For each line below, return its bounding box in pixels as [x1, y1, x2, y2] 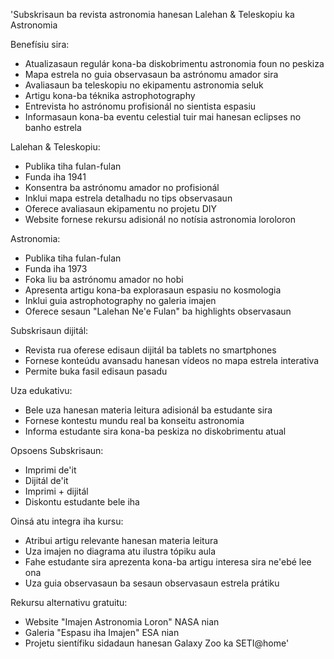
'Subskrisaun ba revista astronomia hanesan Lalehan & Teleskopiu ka [10, 9, 295, 20]
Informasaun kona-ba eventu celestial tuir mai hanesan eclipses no [24, 111, 302, 123]
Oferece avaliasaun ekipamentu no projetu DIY [24, 203, 218, 214]
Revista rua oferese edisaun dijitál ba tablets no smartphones [24, 344, 277, 356]
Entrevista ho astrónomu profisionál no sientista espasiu [24, 100, 257, 112]
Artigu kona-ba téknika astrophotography [24, 90, 196, 101]
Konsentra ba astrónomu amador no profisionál [24, 182, 220, 193]
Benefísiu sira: [10, 39, 70, 50]
